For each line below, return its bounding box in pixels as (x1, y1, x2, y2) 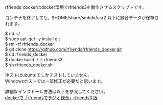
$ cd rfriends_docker (5, 52, 47, 57)
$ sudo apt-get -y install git (5, 36, 60, 42)
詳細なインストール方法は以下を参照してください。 (5, 89, 108, 94)
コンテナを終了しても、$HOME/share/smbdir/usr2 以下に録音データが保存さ (5, 15, 159, 21)
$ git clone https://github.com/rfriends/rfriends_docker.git (5, 46, 122, 52)
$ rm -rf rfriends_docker (5, 41, 54, 47)
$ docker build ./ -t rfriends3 (5, 57, 63, 62)
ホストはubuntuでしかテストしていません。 (5, 72, 92, 78)
